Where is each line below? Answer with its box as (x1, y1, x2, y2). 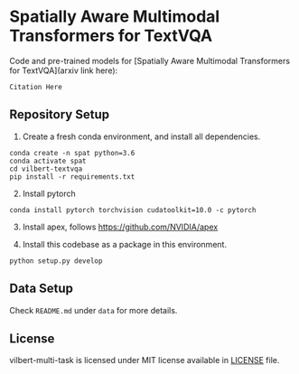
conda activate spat (9, 156, 88, 165)
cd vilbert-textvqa (9, 164, 83, 173)
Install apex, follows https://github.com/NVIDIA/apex (22, 221, 219, 232)
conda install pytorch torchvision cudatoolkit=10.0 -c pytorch (9, 205, 257, 214)
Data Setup (9, 281, 74, 296)
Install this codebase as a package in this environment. (22, 238, 228, 249)
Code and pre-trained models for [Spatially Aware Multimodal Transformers (9, 55, 291, 66)
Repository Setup (9, 107, 110, 123)
